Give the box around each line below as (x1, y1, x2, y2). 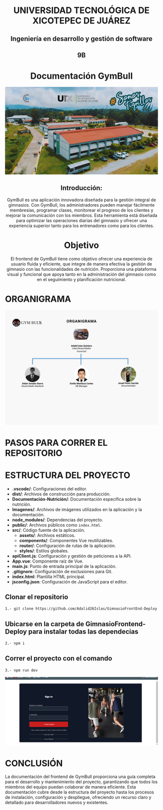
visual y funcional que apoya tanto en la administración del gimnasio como (7, 271, 156, 277)
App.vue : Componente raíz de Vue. (12, 558, 84, 564)
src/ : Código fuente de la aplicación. (12, 527, 85, 533)
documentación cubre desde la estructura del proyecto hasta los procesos (5, 789, 154, 795)
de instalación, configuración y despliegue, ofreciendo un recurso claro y (5, 794, 152, 800)
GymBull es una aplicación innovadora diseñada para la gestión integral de (7, 197, 156, 203)
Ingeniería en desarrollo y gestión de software (10, 35, 153, 43)
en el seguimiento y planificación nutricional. (37, 276, 126, 282)
